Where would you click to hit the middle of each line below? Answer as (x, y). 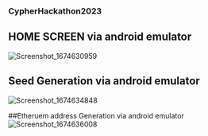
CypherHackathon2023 (55, 11)
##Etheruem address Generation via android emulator (96, 115)
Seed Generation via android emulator (104, 81)
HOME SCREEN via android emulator (100, 37)
